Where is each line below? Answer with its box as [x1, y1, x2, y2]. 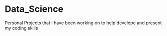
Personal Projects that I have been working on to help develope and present [5, 20, 162, 26]
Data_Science [5, 3, 64, 15]
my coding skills [5, 25, 38, 31]
